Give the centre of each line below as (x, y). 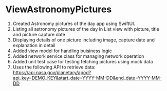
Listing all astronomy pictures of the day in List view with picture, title (86, 29)
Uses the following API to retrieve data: (54, 67)
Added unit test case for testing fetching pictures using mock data (83, 61)
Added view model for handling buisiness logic (62, 51)
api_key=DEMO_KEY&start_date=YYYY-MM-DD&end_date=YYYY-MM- (87, 78)
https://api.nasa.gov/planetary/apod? (52, 72)
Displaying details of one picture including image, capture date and (84, 40)
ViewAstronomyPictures (59, 9)
